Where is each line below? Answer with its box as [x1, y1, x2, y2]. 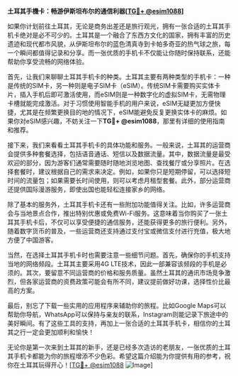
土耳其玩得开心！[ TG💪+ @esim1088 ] [19, 361, 154, 369]
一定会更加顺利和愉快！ [25, 328, 94, 336]
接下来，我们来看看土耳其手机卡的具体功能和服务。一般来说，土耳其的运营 [7, 141, 225, 149]
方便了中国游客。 [7, 236, 57, 244]
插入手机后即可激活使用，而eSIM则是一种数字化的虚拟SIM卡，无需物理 [19, 90, 226, 99]
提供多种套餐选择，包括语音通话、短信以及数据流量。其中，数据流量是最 [13, 150, 225, 158]
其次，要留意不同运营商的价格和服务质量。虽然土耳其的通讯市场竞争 [25, 269, 225, 277]
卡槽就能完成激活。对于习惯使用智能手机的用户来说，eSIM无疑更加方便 [7, 99, 215, 107]
